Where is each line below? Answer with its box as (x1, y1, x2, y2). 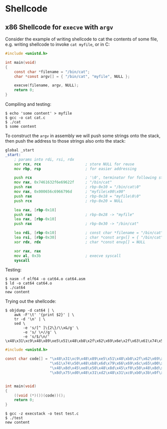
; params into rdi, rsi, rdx (14, 157, 75, 162)
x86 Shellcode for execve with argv (5, 23, 113, 31)
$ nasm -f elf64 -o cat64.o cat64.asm (5, 276, 85, 282)
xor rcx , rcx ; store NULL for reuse (14, 162, 135, 167)
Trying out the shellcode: (5, 298, 56, 304)
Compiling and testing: (5, 101, 51, 107)
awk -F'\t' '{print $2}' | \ (14, 312, 75, 317)
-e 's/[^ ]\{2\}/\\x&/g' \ (23, 325, 79, 331)
